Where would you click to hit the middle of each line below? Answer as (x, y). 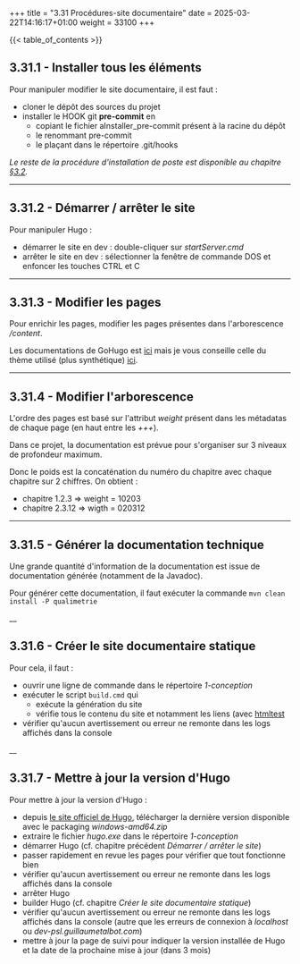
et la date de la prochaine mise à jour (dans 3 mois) (117, 950)
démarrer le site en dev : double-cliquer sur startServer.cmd (133, 247)
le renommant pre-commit (83, 135)
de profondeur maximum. (56, 454)
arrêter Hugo (46, 892)
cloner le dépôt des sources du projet (91, 106)
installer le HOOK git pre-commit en (89, 116)
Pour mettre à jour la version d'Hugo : (78, 799)
